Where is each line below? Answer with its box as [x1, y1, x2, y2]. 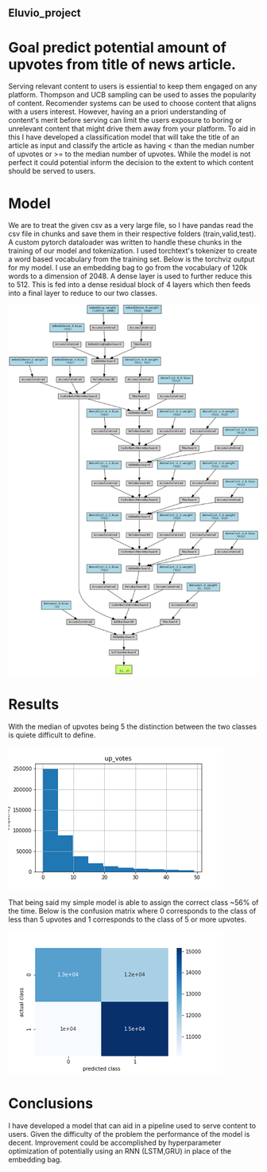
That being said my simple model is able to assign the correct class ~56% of [8, 897, 259, 907]
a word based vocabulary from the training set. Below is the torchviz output [8, 254, 255, 264]
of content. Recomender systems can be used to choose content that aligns [8, 99, 257, 108]
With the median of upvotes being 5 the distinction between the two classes [8, 722, 257, 731]
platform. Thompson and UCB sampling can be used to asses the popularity [8, 90, 257, 100]
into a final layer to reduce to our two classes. [8, 289, 157, 298]
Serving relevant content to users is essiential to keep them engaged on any [8, 81, 257, 91]
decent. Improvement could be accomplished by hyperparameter [8, 1138, 222, 1147]
